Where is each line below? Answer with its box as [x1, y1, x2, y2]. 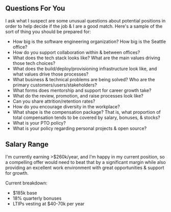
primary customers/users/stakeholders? [12, 82, 97, 88]
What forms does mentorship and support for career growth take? [12, 87, 152, 93]
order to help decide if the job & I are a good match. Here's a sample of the [5, 23, 163, 29]
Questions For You [5, 4, 65, 13]
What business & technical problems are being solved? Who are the [12, 76, 155, 82]
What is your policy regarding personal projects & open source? [12, 125, 147, 131]
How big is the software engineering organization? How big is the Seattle [12, 38, 166, 44]
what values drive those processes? [12, 71, 89, 77]
